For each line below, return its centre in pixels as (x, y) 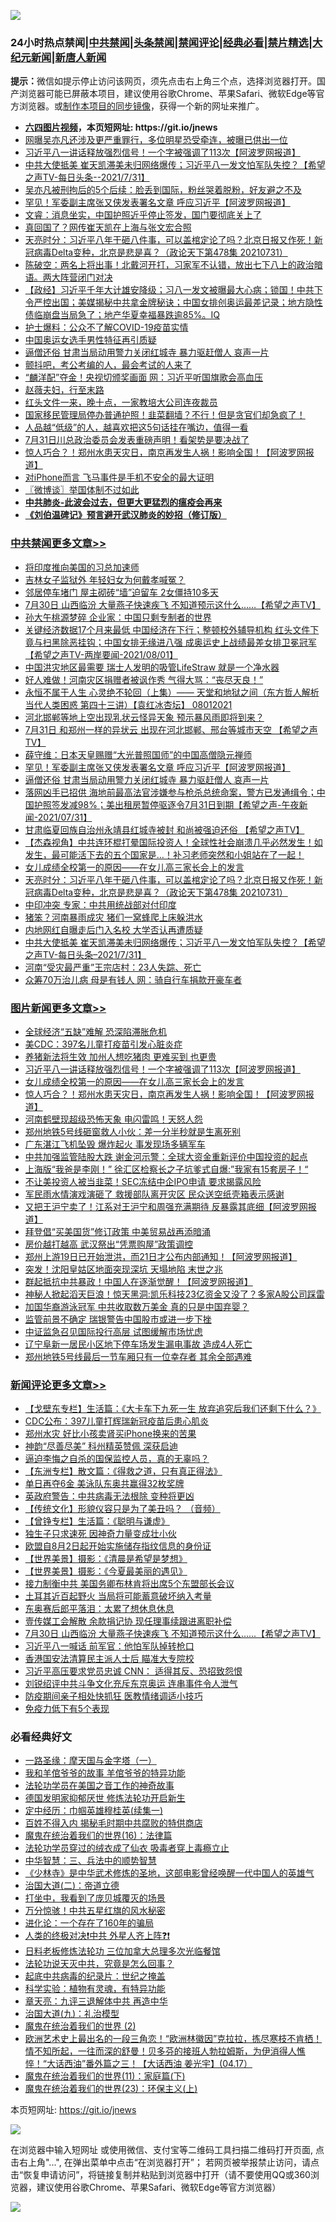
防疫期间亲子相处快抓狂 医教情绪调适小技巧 (113, 1696)
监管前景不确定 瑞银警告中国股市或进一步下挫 (118, 1319)
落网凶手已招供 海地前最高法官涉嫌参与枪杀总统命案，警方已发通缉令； (170, 792)
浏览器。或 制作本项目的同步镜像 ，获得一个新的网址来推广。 (141, 106)
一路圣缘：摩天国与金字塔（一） (90, 1761)
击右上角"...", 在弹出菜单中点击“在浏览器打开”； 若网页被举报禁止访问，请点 (165, 2162)
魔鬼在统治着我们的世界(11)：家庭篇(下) (105, 2076)
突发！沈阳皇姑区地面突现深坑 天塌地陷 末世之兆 (123, 1269)
